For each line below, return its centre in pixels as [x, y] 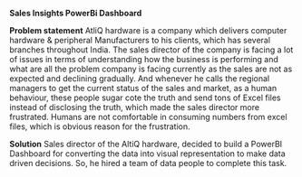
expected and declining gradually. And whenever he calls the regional [140, 79]
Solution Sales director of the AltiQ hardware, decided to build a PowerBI [146, 144]
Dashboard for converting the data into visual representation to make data [147, 154]
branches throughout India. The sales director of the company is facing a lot [151, 50]
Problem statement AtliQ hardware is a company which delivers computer [148, 30]
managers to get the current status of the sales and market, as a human [143, 88]
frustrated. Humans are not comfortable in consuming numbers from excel [148, 117]
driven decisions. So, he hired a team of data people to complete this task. [148, 163]
